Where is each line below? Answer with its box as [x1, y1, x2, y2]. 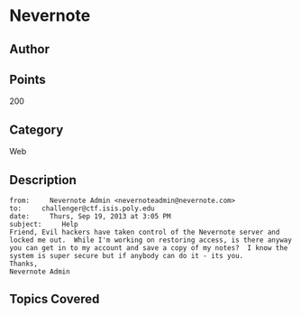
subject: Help [9, 220, 78, 229]
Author [9, 42, 50, 57]
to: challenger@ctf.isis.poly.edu [9, 204, 155, 213]
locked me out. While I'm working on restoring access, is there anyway [9, 236, 293, 245]
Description [9, 172, 77, 188]
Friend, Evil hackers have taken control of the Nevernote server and [9, 227, 280, 237]
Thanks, [9, 259, 39, 269]
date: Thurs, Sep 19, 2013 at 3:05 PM [9, 212, 171, 221]
